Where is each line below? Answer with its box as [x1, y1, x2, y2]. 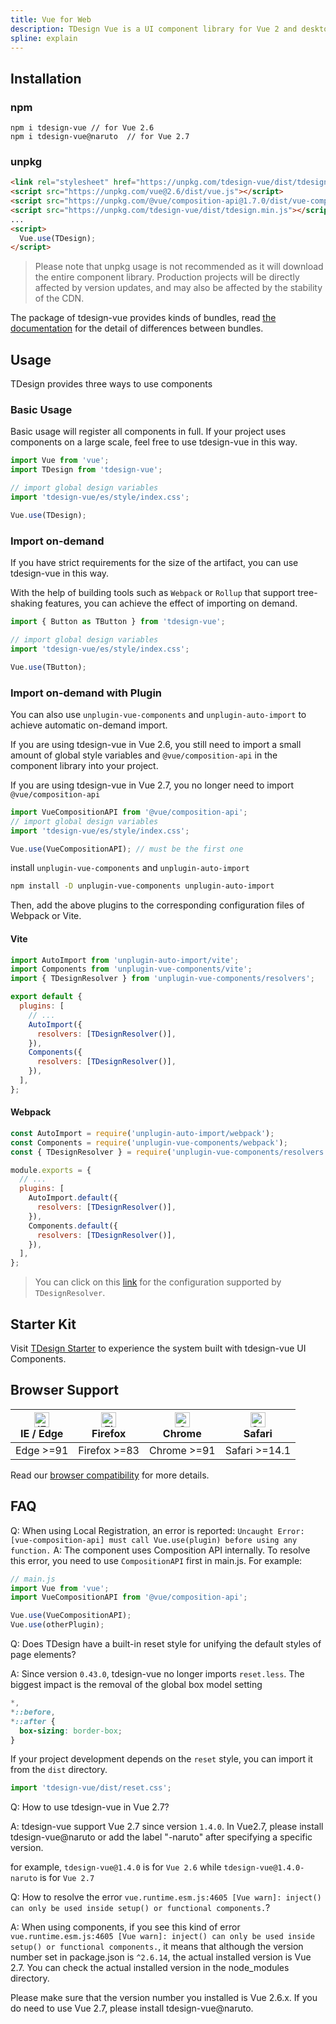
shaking [10, 597, 43, 610]
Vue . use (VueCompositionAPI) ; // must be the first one [10, 844, 244, 854]
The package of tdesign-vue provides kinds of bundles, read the [10, 312, 277, 324]
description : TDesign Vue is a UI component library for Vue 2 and [10, 24, 298, 34]
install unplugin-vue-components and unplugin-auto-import [10, 862, 250, 874]
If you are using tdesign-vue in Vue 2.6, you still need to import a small [10, 738, 302, 750]
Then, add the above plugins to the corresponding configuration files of [10, 899, 305, 911]
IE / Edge [19, 1426, 64, 1440]
